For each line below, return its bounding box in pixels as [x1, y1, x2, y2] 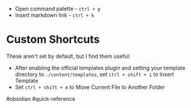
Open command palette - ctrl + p [14, 5, 101, 12]
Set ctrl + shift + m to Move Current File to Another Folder [14, 83, 166, 91]
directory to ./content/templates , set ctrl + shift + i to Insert [14, 71, 174, 78]
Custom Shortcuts [6, 33, 100, 46]
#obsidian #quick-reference [6, 95, 76, 102]
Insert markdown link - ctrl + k [14, 11, 95, 19]
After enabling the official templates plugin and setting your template [14, 64, 186, 71]
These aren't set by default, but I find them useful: [6, 52, 131, 60]
